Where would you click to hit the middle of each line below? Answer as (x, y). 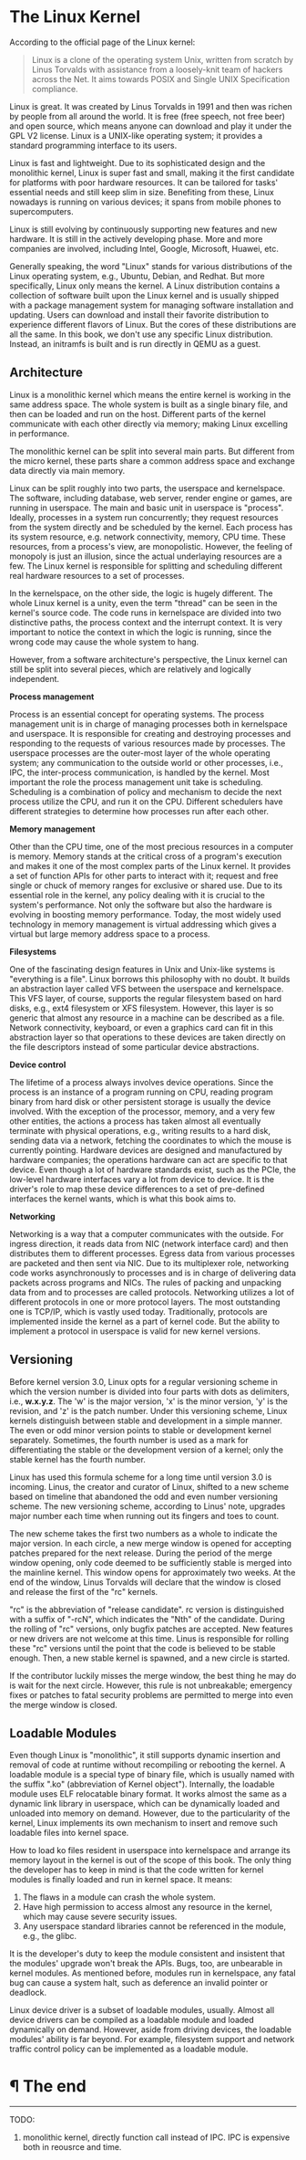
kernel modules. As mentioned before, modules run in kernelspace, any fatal (153, 1973)
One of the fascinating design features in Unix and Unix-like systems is (143, 969)
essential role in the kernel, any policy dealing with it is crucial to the (138, 895)
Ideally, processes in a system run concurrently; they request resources (144, 517)
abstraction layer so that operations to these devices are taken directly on (148, 1037)
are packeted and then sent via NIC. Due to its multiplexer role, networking (149, 1263)
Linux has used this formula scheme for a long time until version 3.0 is (141, 1477)
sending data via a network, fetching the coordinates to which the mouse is (151, 1140)
